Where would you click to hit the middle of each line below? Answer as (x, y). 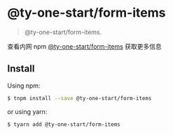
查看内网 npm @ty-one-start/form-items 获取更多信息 (85, 46)
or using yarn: (27, 111)
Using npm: (24, 86)
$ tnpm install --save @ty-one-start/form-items (79, 98)
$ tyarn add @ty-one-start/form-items (64, 124)
